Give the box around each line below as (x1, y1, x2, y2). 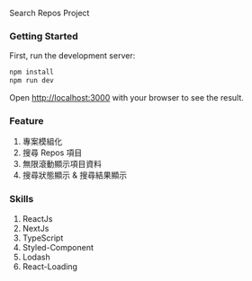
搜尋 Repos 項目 (22, 147, 83, 158)
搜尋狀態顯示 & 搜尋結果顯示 (22, 170, 128, 180)
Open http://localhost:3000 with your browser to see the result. (9, 92, 245, 103)
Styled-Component (22, 241, 94, 252)
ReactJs (22, 213, 53, 224)
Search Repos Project (9, 8, 90, 18)
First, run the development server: (9, 50, 136, 61)
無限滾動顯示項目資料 (22, 159, 102, 170)
